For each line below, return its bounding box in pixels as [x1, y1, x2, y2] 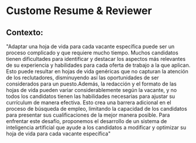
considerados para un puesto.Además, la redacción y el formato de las [6, 80, 177, 87]
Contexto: [6, 28, 43, 38]
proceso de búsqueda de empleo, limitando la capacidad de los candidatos [6, 105, 187, 112]
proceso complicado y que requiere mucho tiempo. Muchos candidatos [6, 49, 178, 56]
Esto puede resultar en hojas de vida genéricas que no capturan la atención [6, 68, 188, 74]
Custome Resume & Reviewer [6, 4, 152, 18]
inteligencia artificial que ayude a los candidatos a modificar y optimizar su [6, 124, 186, 131]
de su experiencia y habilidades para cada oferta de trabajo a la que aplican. [6, 62, 191, 69]
